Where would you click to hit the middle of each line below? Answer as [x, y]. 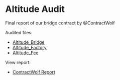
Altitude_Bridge [28, 42]
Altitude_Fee [25, 53]
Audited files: [19, 32]
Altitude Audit [35, 9]
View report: [18, 62]
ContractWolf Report [34, 72]
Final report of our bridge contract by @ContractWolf [60, 23]
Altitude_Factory [29, 47]
